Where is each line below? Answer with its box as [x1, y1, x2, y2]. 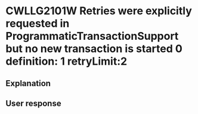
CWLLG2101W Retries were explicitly [5, 4, 192, 18]
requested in [5, 17, 70, 30]
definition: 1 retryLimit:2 [5, 55, 128, 68]
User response [5, 98, 61, 108]
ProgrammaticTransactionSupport [5, 30, 179, 43]
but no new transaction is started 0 [5, 42, 182, 56]
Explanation [5, 78, 51, 88]
